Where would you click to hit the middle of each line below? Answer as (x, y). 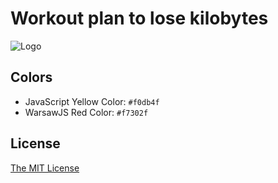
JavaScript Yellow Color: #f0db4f (92, 101)
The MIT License (45, 168)
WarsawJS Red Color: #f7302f (86, 112)
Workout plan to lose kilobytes (139, 18)
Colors (31, 77)
